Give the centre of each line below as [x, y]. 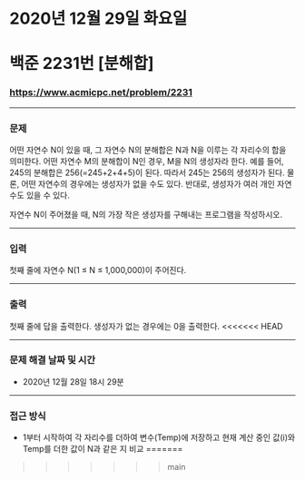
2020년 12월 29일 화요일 [98, 19]
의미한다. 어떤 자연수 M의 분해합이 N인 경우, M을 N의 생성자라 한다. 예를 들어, [147, 161]
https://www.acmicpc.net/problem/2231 [101, 93]
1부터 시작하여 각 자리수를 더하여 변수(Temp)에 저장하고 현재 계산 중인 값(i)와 [159, 437]
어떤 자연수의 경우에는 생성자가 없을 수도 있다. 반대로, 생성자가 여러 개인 [148, 183]
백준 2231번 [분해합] [82, 64]
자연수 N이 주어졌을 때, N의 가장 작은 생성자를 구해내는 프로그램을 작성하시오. [146, 214]
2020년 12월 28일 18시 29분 [73, 381]
